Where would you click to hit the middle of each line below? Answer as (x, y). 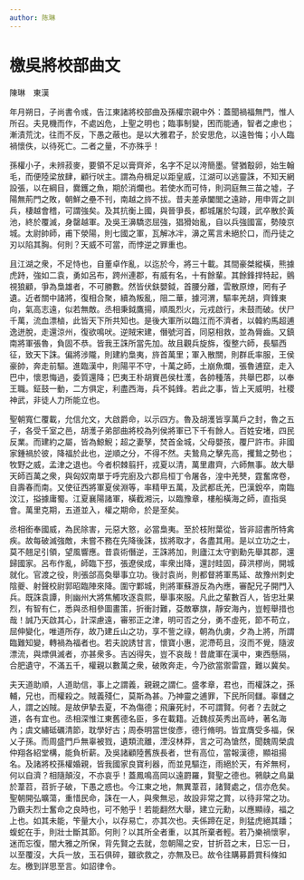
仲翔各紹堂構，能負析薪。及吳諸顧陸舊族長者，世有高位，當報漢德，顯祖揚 (148, 752)
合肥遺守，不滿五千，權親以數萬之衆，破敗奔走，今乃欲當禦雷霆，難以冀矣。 (152, 665)
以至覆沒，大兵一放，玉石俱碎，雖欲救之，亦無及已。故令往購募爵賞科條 (144, 855)
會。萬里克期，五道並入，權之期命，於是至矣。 (96, 510)
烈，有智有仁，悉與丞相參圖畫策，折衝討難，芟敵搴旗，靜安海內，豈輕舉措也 (152, 608)
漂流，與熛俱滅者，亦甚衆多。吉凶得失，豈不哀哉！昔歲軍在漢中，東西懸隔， (152, 653)
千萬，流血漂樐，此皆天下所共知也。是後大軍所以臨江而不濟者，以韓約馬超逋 (152, 320)
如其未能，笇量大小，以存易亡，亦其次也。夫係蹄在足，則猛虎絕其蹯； (164, 820)
